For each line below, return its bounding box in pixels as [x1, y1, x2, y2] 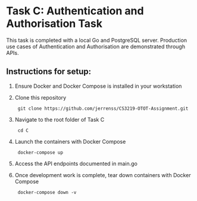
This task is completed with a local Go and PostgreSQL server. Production [6, 36, 187, 44]
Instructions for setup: [6, 67, 92, 77]
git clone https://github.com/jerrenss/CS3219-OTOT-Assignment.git [17, 106, 189, 112]
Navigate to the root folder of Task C [14, 116, 105, 123]
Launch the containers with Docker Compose [14, 138, 126, 145]
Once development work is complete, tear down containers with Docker [14, 171, 192, 178]
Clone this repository [14, 94, 67, 101]
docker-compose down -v [17, 189, 77, 195]
